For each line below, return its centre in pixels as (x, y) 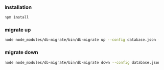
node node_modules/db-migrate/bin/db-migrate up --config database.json (80, 40)
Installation (18, 7)
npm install (17, 17)
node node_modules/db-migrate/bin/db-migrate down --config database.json (82, 62)
